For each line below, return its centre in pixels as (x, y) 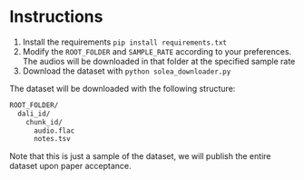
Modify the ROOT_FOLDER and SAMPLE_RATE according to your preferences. (157, 51)
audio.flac (54, 130)
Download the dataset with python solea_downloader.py (127, 71)
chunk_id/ (44, 122)
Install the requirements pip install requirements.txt (124, 42)
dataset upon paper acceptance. (70, 166)
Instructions (56, 17)
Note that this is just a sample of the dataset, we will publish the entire (140, 156)
